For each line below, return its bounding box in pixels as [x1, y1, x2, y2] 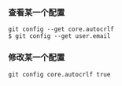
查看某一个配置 [8, 6, 65, 17]
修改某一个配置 [8, 52, 65, 63]
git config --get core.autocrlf [8, 25, 114, 33]
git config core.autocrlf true [8, 70, 111, 78]
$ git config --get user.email [8, 32, 111, 40]
